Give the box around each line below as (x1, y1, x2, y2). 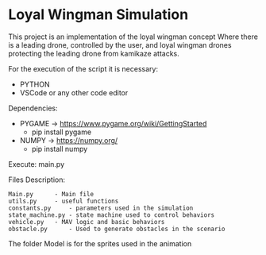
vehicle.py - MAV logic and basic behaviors (8, 218, 165, 226)
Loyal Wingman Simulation (8, 6, 189, 24)
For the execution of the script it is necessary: (8, 64, 159, 73)
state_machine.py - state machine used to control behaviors (8, 211, 215, 219)
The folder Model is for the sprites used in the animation (8, 238, 192, 248)
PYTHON (19, 79, 50, 89)
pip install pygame (31, 127, 92, 137)
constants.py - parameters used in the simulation (8, 204, 194, 212)
